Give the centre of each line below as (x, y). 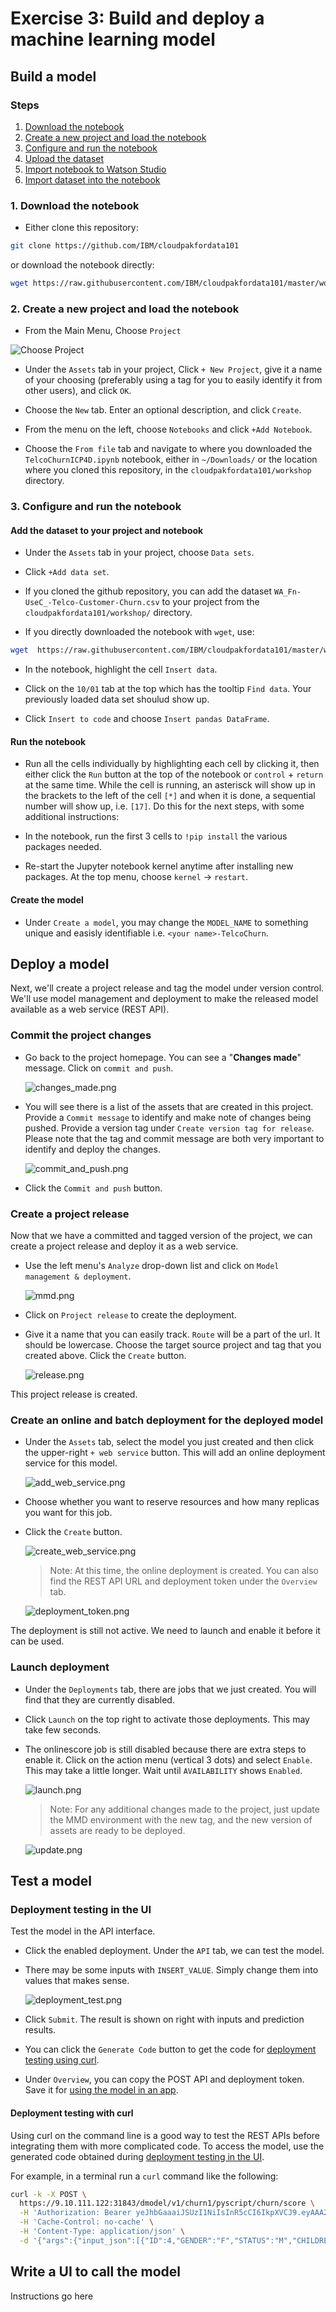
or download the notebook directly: (82, 265)
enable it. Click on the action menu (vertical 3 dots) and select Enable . (168, 1759)
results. (40, 2030)
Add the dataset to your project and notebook (107, 530)
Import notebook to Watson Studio (95, 169)
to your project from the (210, 602)
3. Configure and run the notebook (96, 507)
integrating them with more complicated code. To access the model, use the (167, 2146)
